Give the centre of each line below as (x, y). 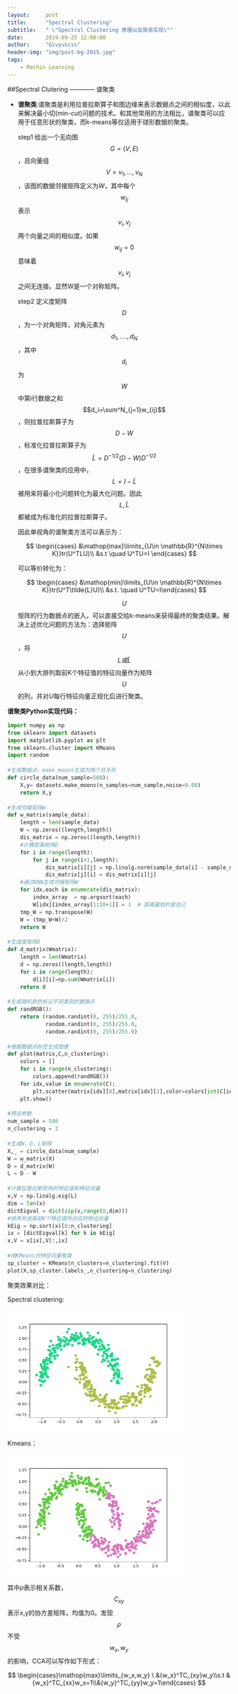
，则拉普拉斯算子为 (46, 422)
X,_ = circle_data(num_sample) (53, 1151)
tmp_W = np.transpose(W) (57, 912)
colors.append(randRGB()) (71, 1076)
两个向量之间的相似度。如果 (58, 236)
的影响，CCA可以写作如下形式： (54, 1661)
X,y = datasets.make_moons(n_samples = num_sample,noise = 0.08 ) (110, 785)
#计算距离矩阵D (39, 845)
